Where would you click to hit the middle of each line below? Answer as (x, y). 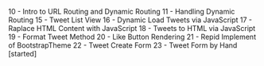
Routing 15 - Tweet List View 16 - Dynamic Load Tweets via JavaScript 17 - (130, 20)
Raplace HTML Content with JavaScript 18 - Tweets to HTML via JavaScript (132, 28)
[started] (23, 54)
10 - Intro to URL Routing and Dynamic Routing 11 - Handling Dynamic (122, 12)
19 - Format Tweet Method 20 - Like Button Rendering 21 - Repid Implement (132, 37)
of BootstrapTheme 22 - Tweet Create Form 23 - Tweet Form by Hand (123, 45)
